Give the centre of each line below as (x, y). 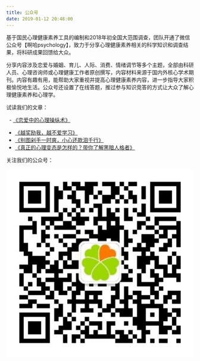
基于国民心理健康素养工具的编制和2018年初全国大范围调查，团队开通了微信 (98, 37)
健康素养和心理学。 (35, 95)
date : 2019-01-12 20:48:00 (40, 19)
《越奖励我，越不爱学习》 (46, 132)
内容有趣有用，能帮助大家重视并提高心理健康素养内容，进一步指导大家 (102, 80)
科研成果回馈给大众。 (48, 52)
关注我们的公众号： (30, 160)
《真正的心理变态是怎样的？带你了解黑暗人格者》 (75, 147)
